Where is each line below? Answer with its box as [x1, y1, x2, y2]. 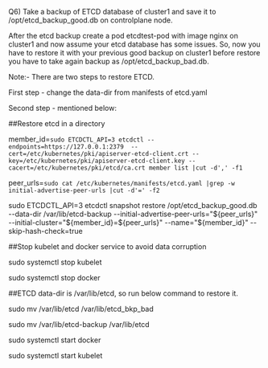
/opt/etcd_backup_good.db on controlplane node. [8, 15, 173, 25]
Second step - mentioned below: [8, 104, 117, 112]
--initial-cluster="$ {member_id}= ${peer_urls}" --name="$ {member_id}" [8, 218, 249, 227]
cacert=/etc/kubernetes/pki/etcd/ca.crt [8, 164, 146, 172]
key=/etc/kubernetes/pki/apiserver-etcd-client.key [8, 157, 185, 165]
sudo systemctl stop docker [8, 273, 101, 282]
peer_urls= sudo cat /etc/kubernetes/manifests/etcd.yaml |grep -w [8, 178, 235, 187]
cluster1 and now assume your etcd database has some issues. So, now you [8, 39, 261, 49]
